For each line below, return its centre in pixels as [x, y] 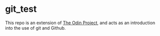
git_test [21, 9]
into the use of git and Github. [35, 28]
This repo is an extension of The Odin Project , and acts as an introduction [80, 23]
